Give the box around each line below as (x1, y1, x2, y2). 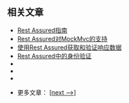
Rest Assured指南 (17, 26, 68, 34)
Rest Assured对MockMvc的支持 (17, 34, 108, 43)
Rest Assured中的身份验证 (17, 51, 92, 60)
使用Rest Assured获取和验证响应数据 (17, 43, 122, 51)
